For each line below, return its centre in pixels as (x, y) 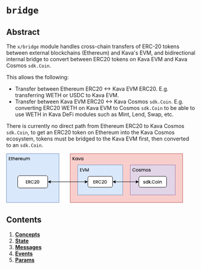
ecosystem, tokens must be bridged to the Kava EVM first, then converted (98, 139)
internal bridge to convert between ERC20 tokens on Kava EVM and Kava (97, 59)
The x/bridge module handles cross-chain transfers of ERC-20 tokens (93, 46)
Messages (28, 247)
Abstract (23, 32)
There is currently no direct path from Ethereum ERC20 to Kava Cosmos (95, 126)
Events (24, 253)
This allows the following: (37, 77)
